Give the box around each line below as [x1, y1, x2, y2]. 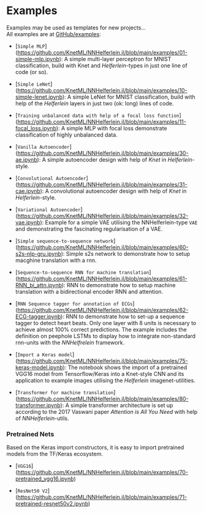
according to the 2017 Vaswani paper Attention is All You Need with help [15, 408, 198, 415]
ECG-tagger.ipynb [15, 313, 61, 320]
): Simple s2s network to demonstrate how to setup [61, 250, 191, 257]
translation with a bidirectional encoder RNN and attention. [15, 288, 164, 295]
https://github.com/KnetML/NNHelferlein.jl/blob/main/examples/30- [17, 149, 189, 157]
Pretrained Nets [6, 430, 55, 438]
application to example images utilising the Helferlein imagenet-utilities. [15, 376, 196, 384]
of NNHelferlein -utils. [15, 414, 69, 422]
